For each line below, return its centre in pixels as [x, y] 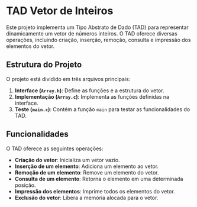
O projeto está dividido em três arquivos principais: [68, 79]
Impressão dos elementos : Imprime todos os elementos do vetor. [95, 191]
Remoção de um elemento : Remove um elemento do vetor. [87, 172]
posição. [25, 185]
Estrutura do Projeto [44, 65]
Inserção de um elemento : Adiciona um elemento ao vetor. [86, 166]
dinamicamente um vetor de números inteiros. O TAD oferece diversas [92, 33]
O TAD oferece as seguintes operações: [55, 148]
